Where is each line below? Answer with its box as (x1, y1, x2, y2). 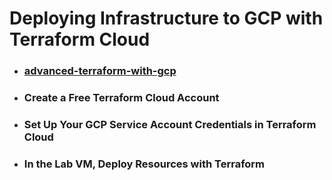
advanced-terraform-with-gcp (23, 64, 177, 78)
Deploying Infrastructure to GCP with (9, 7, 324, 30)
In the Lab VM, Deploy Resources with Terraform (23, 157, 266, 171)
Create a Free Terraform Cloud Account (23, 91, 220, 105)
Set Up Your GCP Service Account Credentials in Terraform (23, 117, 317, 131)
